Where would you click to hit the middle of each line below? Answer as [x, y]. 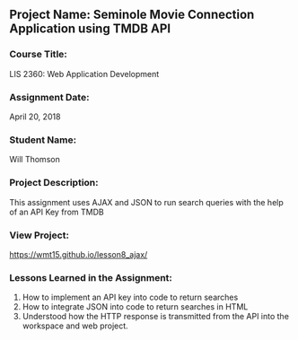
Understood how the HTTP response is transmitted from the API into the [156, 317]
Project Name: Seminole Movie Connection [132, 15]
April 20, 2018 [35, 117]
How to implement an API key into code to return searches [130, 297]
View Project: [39, 235]
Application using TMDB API [90, 29]
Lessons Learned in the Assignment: [91, 277]
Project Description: [54, 183]
